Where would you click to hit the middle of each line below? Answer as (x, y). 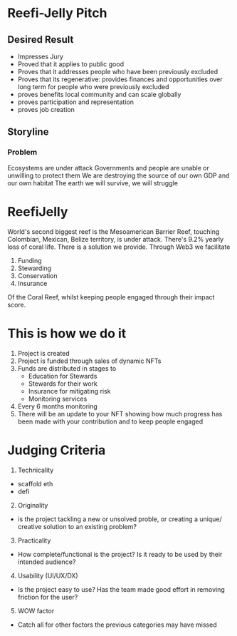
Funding (30, 260)
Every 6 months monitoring (57, 406)
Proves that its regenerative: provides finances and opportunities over (120, 79)
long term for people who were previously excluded (93, 87)
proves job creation (46, 109)
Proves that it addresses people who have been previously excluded (118, 72)
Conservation (38, 275)
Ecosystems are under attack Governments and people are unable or (109, 168)
